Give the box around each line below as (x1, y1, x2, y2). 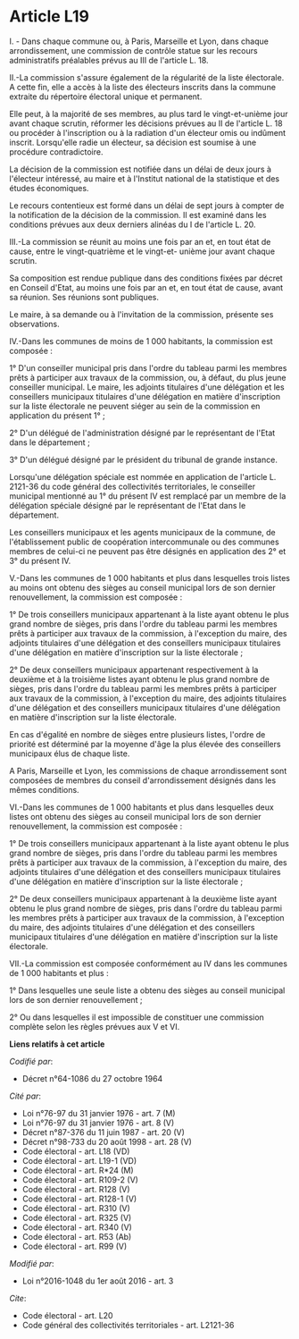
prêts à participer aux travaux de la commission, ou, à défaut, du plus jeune (9, 372, 287, 383)
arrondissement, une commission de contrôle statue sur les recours (9, 45, 258, 55)
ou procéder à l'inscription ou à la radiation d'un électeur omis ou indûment (9, 127, 287, 138)
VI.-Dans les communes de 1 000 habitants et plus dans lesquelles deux (9, 802, 274, 813)
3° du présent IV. (9, 555, 71, 566)
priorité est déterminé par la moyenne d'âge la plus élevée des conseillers (9, 738, 281, 749)
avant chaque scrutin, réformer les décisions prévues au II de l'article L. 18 (9, 118, 283, 129)
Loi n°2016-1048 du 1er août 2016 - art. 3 (21, 1276, 174, 1286)
